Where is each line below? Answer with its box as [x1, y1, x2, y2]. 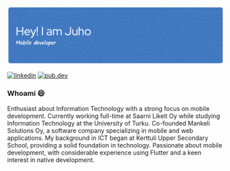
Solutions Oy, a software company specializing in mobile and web [7, 126, 194, 134]
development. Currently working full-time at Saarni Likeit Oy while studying [7, 112, 220, 120]
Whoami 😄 [7, 89, 45, 99]
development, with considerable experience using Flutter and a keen [7, 148, 202, 157]
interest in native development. [7, 155, 95, 164]
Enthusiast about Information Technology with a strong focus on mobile [7, 104, 210, 112]
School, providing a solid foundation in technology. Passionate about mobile [7, 141, 222, 149]
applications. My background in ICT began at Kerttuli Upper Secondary [7, 134, 209, 142]
